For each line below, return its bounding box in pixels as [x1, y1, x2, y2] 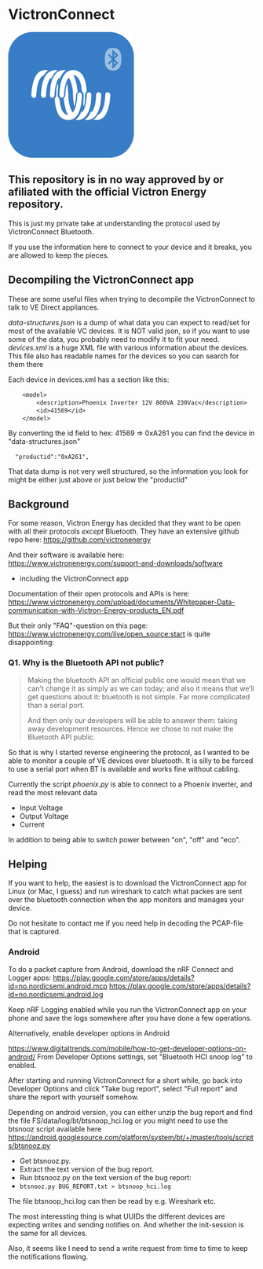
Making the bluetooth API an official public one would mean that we [27, 675, 247, 684]
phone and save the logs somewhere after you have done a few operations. [8, 1013, 253, 1022]
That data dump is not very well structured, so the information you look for [8, 466, 249, 476]
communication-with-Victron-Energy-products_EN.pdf [8, 606, 184, 615]
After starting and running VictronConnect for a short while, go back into [8, 1075, 243, 1085]
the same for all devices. [8, 1228, 88, 1238]
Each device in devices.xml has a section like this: [8, 375, 170, 384]
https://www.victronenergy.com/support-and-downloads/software [8, 559, 224, 568]
